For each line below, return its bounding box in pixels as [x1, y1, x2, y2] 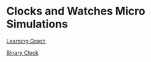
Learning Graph [6, 37, 46, 44]
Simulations [6, 17, 68, 31]
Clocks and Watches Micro [6, 4, 145, 18]
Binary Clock [6, 49, 39, 56]
